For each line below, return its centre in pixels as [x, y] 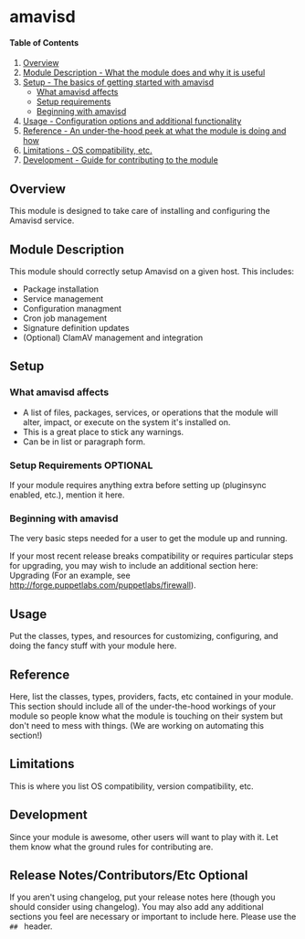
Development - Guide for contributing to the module [121, 160]
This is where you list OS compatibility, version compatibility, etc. [131, 786]
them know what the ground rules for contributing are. [111, 847]
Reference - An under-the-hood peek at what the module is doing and [154, 131]
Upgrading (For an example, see [70, 576]
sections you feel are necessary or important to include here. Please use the [153, 917]
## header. [31, 926]
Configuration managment [72, 309]
